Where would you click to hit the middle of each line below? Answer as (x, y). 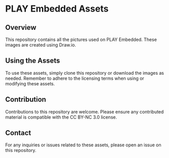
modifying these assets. (30, 83)
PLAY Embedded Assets (57, 9)
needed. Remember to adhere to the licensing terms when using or (75, 78)
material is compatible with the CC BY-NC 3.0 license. (61, 117)
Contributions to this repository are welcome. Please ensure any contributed (84, 112)
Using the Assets (33, 61)
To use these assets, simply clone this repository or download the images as (84, 73)
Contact (18, 133)
